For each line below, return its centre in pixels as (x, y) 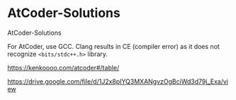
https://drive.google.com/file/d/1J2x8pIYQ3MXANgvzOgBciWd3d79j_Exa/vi (118, 81)
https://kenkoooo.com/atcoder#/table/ (63, 67)
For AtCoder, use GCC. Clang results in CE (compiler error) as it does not (113, 46)
